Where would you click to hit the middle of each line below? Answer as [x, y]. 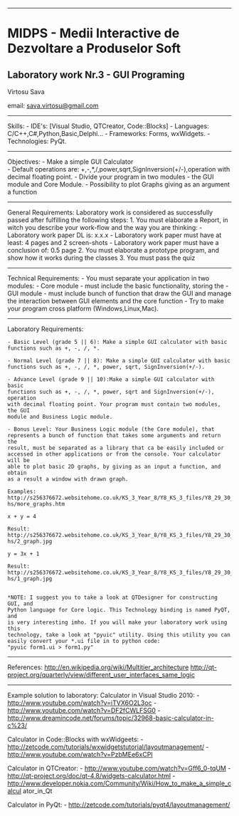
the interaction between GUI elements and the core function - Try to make [116, 301]
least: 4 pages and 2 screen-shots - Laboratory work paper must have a [113, 242]
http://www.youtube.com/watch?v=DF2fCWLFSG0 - [84, 710]
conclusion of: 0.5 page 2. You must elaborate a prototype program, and [113, 250]
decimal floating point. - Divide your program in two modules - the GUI [111, 177]
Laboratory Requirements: [46, 329]
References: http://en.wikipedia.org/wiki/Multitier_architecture [98, 667]
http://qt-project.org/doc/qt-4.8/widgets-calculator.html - [91, 776]
